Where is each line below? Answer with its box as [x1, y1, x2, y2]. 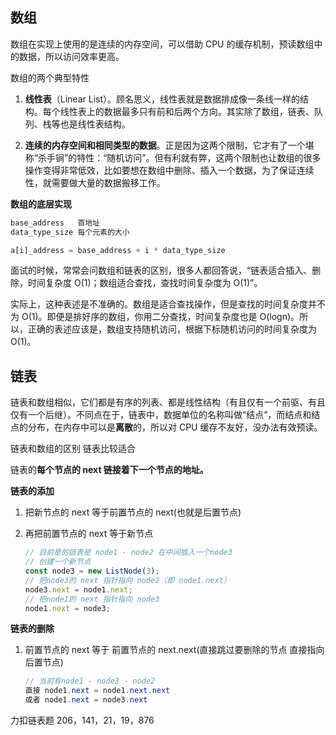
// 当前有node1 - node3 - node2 [24, 676, 156, 687]
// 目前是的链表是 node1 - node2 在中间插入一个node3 [24, 548, 233, 558]
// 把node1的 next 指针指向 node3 [24, 594, 160, 604]
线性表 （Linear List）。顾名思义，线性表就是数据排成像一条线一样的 [24, 93, 301, 105]
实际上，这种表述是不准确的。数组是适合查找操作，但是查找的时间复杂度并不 [10, 298, 326, 310]
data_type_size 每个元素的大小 [10, 227, 130, 237]
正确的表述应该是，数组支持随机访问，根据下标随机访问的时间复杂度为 [27, 323, 317, 335]
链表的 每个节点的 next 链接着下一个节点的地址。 [10, 464, 209, 476]
